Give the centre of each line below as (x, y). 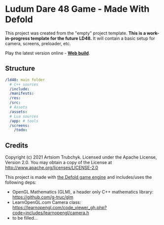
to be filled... (25, 218)
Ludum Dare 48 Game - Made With (77, 9)
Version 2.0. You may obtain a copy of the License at (59, 163)
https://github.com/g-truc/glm (43, 197)
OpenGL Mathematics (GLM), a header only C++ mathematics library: (83, 192)
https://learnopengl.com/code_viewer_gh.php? (59, 208)
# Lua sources (24, 116)
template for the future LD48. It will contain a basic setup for (93, 38)
